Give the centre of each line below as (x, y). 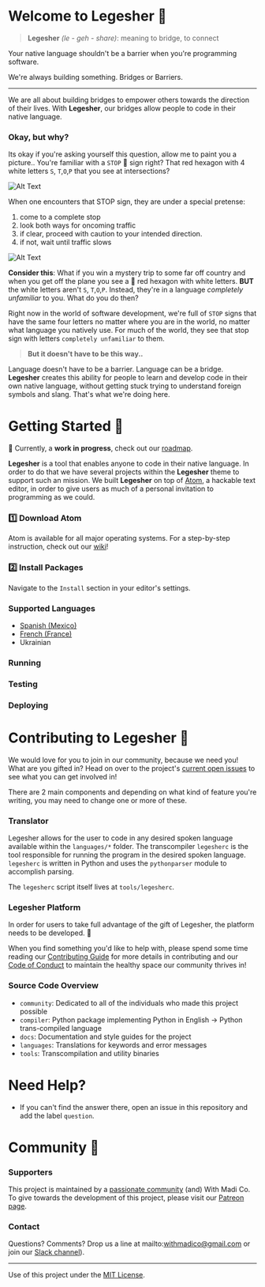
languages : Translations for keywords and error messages (113, 1045)
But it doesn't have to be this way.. (85, 354)
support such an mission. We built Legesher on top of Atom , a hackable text (132, 481)
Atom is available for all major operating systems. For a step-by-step (119, 538)
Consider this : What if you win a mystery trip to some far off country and (127, 273)
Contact (24, 1227)
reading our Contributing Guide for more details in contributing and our (123, 957)
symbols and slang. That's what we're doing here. (90, 394)
